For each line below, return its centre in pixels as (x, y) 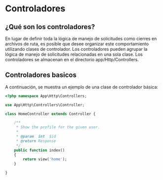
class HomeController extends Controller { (50, 114)
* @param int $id (36, 137)
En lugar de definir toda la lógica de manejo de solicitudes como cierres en (81, 38)
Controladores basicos (41, 75)
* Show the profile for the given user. (58, 127)
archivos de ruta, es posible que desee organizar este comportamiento (77, 44)
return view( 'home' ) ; (45, 159)
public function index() (39, 150)
